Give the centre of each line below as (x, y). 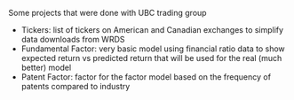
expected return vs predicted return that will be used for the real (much (151, 58)
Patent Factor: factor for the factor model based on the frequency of (146, 77)
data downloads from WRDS (73, 39)
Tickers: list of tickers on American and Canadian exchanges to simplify (152, 30)
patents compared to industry (75, 86)
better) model (46, 67)
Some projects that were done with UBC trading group (107, 13)
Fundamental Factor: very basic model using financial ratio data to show (153, 49)
